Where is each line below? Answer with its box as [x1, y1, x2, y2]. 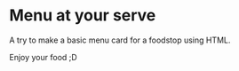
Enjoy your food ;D [9, 51, 77, 62]
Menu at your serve [9, 5, 156, 26]
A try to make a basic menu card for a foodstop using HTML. [9, 35, 231, 45]
